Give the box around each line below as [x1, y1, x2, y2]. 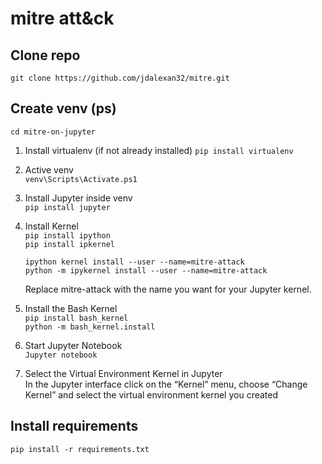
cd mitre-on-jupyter [10, 127, 97, 137]
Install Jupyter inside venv [24, 192, 133, 204]
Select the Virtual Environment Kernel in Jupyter [24, 367, 223, 379]
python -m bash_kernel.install [24, 322, 156, 332]
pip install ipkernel [24, 239, 115, 249]
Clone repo [10, 47, 81, 64]
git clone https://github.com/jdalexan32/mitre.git [10, 73, 230, 83]
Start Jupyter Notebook [24, 339, 123, 351]
